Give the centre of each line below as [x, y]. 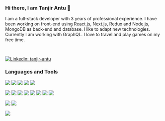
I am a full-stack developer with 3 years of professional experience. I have [81, 19]
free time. [15, 40]
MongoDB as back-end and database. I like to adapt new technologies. [78, 29]
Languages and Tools [32, 72]
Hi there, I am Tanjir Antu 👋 [38, 8]
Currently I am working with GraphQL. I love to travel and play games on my [82, 35]
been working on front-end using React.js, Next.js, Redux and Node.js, [77, 24]
